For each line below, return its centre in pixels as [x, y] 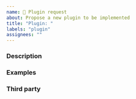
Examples [21, 72]
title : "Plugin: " [30, 23]
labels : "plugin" [28, 29]
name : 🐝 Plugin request [37, 12]
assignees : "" [25, 35]
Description [24, 56]
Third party [24, 89]
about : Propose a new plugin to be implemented [68, 18]
